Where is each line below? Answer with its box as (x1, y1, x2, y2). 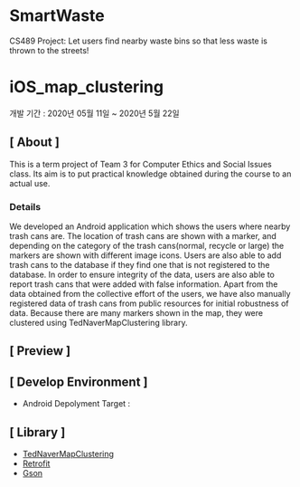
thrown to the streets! (9, 44, 89, 55)
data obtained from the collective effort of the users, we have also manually (9, 288, 291, 299)
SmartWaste (9, 5, 106, 26)
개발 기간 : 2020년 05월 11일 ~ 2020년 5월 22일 (9, 108, 180, 119)
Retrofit (22, 458, 51, 469)
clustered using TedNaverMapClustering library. (9, 317, 188, 328)
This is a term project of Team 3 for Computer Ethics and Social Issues (9, 158, 273, 169)
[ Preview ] (9, 343, 70, 358)
